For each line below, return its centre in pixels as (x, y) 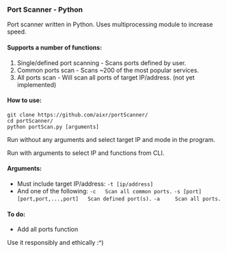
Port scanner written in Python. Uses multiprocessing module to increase (110, 25)
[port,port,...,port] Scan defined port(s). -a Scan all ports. (119, 199)
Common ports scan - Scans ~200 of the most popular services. (108, 70)
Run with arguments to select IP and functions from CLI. (86, 153)
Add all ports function (48, 229)
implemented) (37, 84)
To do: (16, 214)
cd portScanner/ (30, 121)
